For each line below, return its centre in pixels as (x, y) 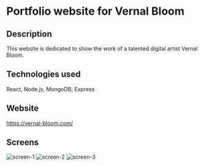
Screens (22, 142)
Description (29, 34)
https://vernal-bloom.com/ (40, 123)
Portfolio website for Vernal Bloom (96, 11)
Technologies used (43, 74)
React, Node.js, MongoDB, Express (51, 89)
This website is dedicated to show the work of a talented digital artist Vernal (102, 48)
